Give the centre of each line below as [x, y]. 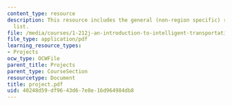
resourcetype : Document [41, 78]
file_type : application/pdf [48, 39]
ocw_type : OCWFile [33, 59]
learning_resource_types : [44, 46]
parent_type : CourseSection [48, 71]
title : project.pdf [35, 84]
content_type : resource [41, 13]
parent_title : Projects [41, 65]
